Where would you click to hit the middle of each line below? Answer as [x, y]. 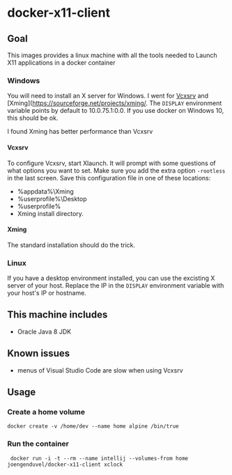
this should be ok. [33, 118]
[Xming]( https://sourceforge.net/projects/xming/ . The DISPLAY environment [115, 103]
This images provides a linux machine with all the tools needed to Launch [112, 55]
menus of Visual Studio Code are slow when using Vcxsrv [100, 370]
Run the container [38, 444]
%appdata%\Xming [46, 191]
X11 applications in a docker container [61, 63]
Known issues [39, 353]
